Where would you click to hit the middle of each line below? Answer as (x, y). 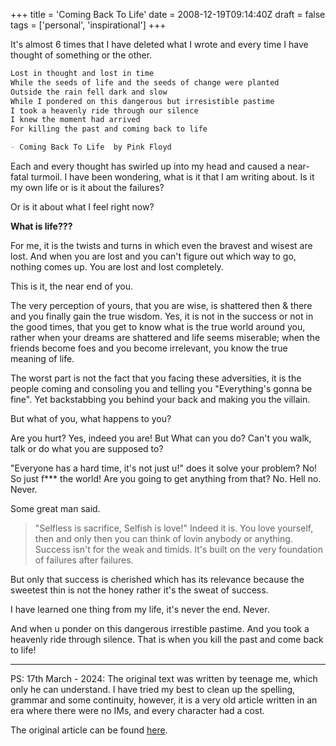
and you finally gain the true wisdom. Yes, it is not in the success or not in (162, 316)
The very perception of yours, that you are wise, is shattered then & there (161, 305)
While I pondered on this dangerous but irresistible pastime (142, 101)
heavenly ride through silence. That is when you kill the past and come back (167, 639)
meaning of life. (42, 358)
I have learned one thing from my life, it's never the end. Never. (140, 609)
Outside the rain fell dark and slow (89, 92)
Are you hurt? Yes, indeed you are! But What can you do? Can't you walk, (161, 438)
